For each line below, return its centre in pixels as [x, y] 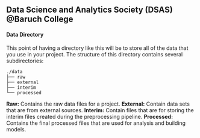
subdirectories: [25, 61]
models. [16, 129]
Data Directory [25, 34]
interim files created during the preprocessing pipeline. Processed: [90, 116]
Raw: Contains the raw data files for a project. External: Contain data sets [98, 104]
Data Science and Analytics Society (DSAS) [89, 10]
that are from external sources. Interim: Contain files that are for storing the [100, 110]
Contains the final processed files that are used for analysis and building [96, 123]
